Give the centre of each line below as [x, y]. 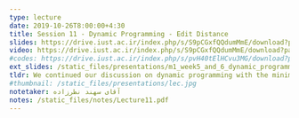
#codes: [24, 59]
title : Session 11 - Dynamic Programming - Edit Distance [119, 34]
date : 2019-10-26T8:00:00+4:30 [67, 26]
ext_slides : [31, 67]
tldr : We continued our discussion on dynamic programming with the [139, 75]
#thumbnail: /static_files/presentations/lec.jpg [103, 83]
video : [21, 51]
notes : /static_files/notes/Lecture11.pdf [89, 100]
